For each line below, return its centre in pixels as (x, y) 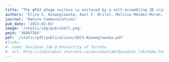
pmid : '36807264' (23, 33)
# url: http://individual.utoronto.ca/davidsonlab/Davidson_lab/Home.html (86, 51)
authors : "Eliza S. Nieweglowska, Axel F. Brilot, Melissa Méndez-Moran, (84, 14)
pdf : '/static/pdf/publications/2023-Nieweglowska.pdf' (65, 38)
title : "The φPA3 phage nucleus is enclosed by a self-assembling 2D (80, 10)
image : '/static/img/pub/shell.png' (44, 28)
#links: (13, 42)
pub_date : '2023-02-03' (30, 24)
